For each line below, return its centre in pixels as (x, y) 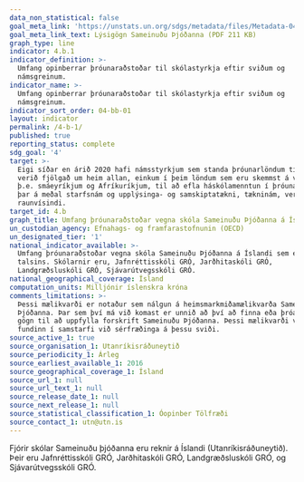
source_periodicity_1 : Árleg (64, 354)
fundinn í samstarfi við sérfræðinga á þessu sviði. (119, 330)
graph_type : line (42, 43)
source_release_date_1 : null (64, 397)
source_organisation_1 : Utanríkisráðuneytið (95, 346)
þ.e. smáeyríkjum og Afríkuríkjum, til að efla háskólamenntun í (143, 187)
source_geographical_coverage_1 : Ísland (87, 371)
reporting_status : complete (62, 144)
